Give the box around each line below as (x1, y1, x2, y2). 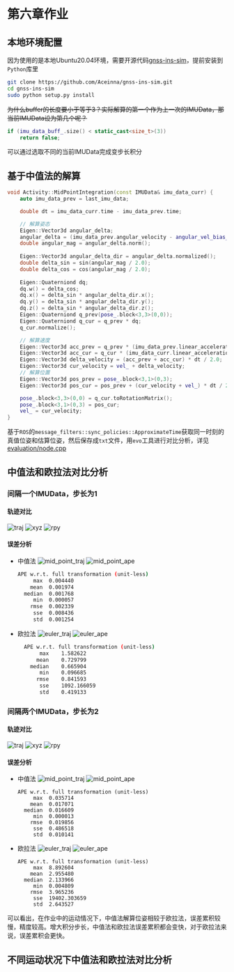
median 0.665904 (30, 663, 87, 670)
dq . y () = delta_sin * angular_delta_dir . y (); (19, 298, 155, 305)
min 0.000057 (33, 596, 75, 603)
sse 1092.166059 (39, 682, 96, 690)
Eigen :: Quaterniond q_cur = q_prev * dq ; (19, 318, 141, 325)
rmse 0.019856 (30, 819, 75, 826)
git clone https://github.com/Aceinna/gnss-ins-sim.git (7, 79, 173, 86)
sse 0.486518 (33, 825, 75, 833)
